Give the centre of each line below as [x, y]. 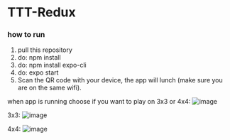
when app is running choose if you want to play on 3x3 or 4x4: [99, 102]
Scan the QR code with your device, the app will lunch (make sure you [120, 80]
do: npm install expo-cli [52, 65]
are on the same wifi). [49, 88]
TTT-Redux [42, 12]
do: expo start [38, 72]
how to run [26, 35]
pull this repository [45, 50]
